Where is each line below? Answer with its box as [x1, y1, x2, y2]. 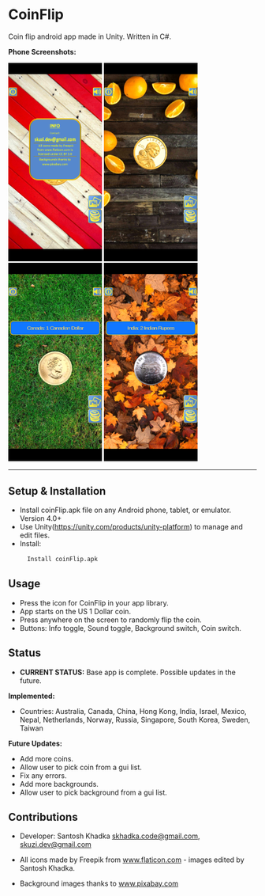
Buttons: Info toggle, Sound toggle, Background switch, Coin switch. [19, 623, 242, 632]
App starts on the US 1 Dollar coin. [19, 606, 132, 616]
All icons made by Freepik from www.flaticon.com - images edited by [19, 855, 244, 864]
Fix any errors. [19, 770, 67, 780]
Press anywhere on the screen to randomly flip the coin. [19, 615, 203, 625]
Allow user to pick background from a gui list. [19, 788, 167, 797]
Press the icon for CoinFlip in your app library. [19, 598, 170, 607]
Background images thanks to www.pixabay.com [19, 879, 179, 888]
